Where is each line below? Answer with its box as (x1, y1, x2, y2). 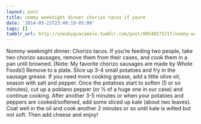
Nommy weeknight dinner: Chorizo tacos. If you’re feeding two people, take (6, 47, 193, 55)
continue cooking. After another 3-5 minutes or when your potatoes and (6, 92, 184, 99)
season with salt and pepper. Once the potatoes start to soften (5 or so (6, 79, 181, 87)
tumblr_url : (6, 31, 36, 37)
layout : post (6, 8, 39, 15)
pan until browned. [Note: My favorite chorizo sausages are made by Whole (6, 61, 193, 68)
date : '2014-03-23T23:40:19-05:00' (6, 20, 95, 26)
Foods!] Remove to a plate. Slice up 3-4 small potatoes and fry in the (6, 66, 176, 74)
